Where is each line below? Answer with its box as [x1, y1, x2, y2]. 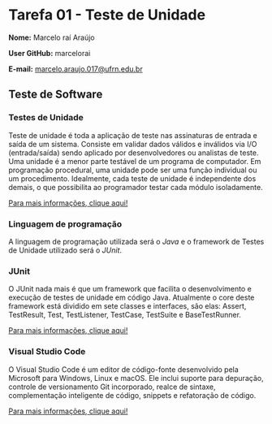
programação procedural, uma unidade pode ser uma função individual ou [8, 165, 257, 175]
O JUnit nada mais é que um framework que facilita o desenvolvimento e [8, 284, 252, 294]
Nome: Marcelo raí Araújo [8, 32, 95, 42]
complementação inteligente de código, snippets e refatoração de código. [8, 390, 257, 400]
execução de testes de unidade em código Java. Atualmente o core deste [8, 292, 255, 302]
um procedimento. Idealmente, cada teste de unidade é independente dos [8, 173, 257, 184]
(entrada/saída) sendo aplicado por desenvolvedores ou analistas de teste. [8, 148, 259, 158]
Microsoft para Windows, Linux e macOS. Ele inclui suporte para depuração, [8, 373, 264, 383]
